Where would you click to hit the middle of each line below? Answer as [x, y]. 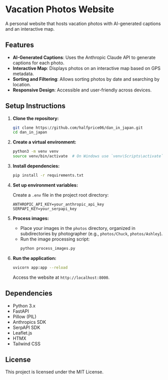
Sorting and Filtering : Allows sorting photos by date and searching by [86, 79]
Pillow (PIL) [24, 316]
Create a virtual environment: [44, 142]
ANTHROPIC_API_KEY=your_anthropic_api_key [58, 204]
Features [20, 45]
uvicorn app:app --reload [40, 267]
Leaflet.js [22, 332]
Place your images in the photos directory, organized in [78, 228]
